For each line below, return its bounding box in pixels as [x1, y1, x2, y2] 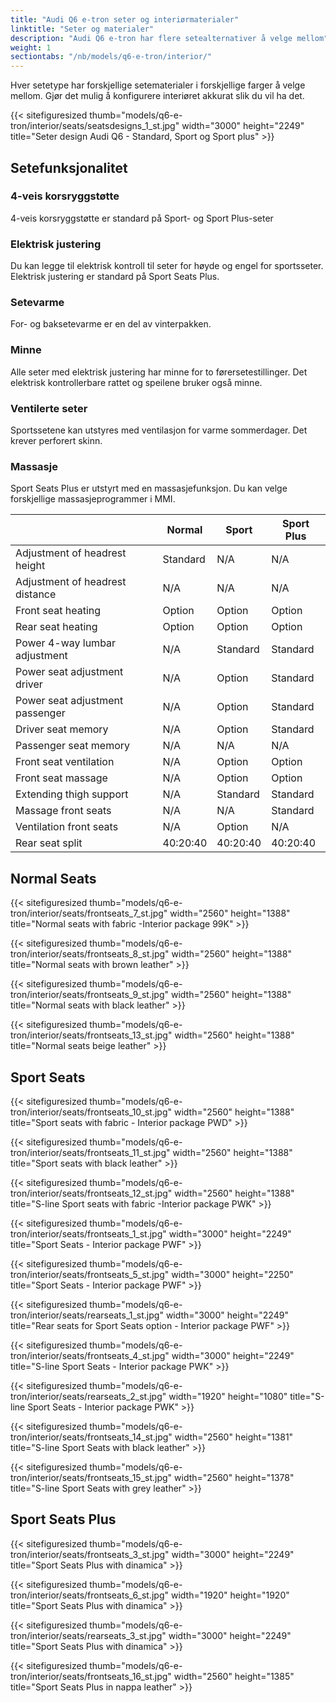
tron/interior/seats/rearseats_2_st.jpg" [10, 1390, 167, 1402]
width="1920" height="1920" [170, 1589, 290, 1601]
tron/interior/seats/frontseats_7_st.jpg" [10, 907, 168, 920]
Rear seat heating [15, 620, 98, 634]
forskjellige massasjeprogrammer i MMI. [10, 493, 176, 505]
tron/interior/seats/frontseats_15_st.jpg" [10, 1471, 173, 1483]
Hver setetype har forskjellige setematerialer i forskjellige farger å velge [10, 79, 306, 91]
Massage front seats [15, 804, 112, 818]
